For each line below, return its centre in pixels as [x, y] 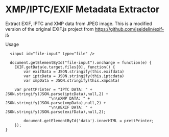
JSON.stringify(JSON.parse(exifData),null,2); [56, 112]
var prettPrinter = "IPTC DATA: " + [54, 89]
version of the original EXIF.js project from [50, 29]
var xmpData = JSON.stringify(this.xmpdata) [72, 80]
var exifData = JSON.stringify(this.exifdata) [74, 72]
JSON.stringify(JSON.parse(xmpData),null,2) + [56, 103]
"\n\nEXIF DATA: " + [71, 107]
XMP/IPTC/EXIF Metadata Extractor [82, 9]
